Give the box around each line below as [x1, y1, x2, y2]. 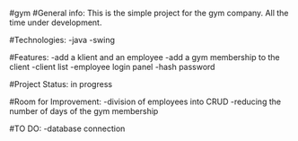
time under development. [9, 17, 102, 28]
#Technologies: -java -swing [9, 35, 115, 45]
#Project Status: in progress [9, 79, 113, 89]
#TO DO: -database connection [9, 123, 126, 134]
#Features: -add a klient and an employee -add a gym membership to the [9, 52, 280, 62]
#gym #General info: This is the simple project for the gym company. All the [9, 8, 289, 18]
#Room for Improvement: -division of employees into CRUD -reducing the [9, 96, 281, 107]
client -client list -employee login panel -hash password [9, 62, 215, 72]
